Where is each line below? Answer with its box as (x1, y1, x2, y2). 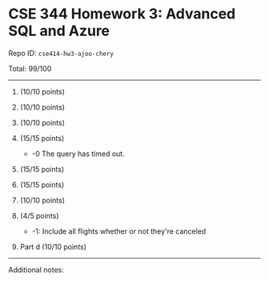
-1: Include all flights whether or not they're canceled (31, 226, 207, 236)
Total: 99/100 (8, 63, 52, 73)
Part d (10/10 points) (19, 242, 86, 251)
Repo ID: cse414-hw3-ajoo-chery (8, 48, 114, 58)
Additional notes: (8, 265, 64, 275)
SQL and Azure (8, 22, 110, 40)
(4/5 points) (19, 211, 59, 220)
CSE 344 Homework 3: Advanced (8, 5, 236, 23)
